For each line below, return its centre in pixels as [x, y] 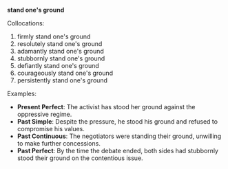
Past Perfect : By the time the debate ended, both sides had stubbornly [118, 151]
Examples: [22, 93]
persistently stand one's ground [62, 80]
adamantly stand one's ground [61, 51]
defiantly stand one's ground [58, 66]
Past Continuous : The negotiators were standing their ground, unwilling [119, 136]
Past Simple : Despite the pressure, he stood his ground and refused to [117, 122]
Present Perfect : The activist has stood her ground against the [106, 107]
